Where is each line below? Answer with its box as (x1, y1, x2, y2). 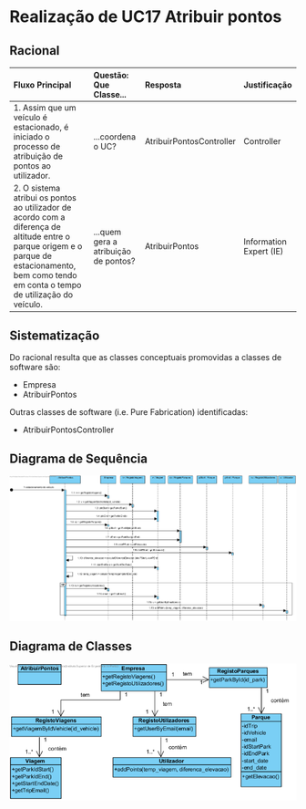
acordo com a (13, 212, 66, 223)
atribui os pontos (13, 192, 77, 202)
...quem (93, 226, 122, 237)
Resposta (144, 79, 182, 90)
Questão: (93, 69, 129, 80)
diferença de (13, 222, 61, 232)
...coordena (93, 130, 137, 142)
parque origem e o (13, 241, 83, 252)
